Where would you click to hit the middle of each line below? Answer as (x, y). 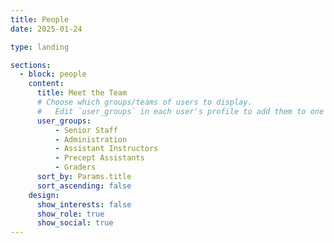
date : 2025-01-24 (46, 29)
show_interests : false (84, 204)
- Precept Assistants (99, 158)
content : (46, 84)
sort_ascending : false (84, 186)
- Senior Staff (86, 130)
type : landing (40, 47)
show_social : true (75, 223)
